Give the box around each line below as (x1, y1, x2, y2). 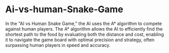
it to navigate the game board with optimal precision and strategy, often (5, 37, 155, 43)
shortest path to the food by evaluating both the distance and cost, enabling (5, 31, 164, 37)
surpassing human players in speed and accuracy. (5, 42, 111, 48)
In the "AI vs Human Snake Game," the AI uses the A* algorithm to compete (5, 20, 162, 26)
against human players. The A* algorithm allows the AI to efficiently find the (5, 25, 163, 32)
